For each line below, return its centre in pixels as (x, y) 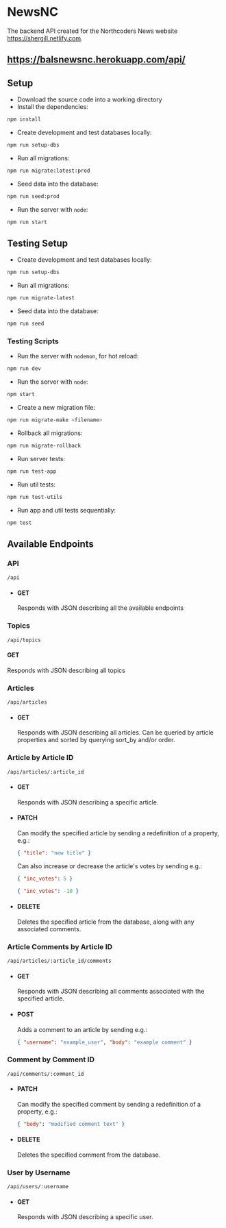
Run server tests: (41, 458)
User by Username (39, 1172)
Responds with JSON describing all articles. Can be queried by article (115, 733)
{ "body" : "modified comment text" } (71, 1124)
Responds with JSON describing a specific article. (88, 802)
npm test (20, 523)
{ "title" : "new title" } (54, 853)
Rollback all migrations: (50, 433)
